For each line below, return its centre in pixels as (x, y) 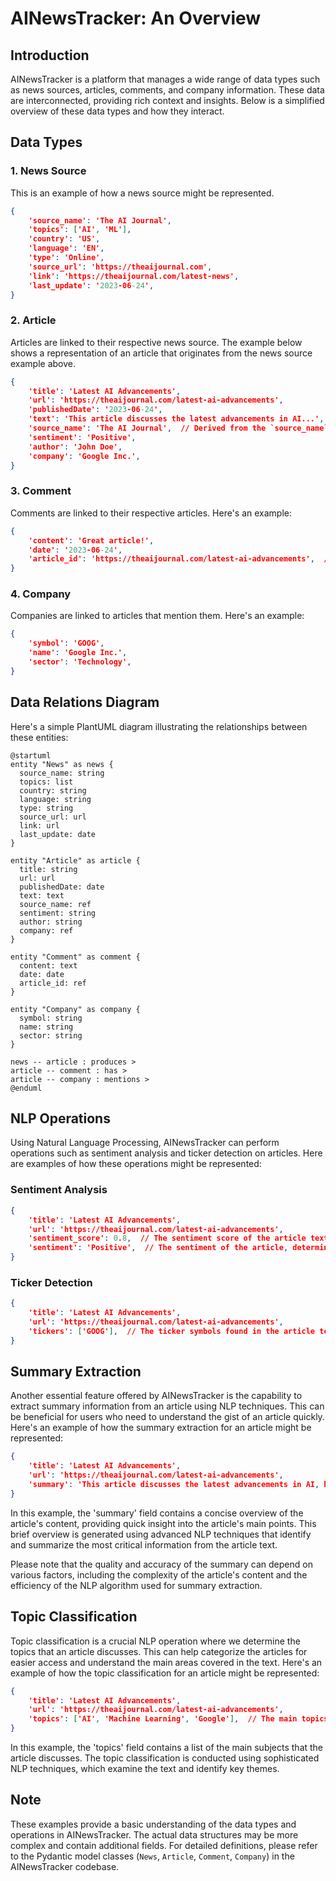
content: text (48, 965)
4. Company (41, 594)
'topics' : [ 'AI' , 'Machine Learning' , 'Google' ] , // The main (163, 1719)
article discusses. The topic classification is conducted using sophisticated (165, 1758)
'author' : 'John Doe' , (75, 447)
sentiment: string (58, 913)
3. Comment (41, 491)
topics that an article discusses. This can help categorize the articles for (159, 1651)
